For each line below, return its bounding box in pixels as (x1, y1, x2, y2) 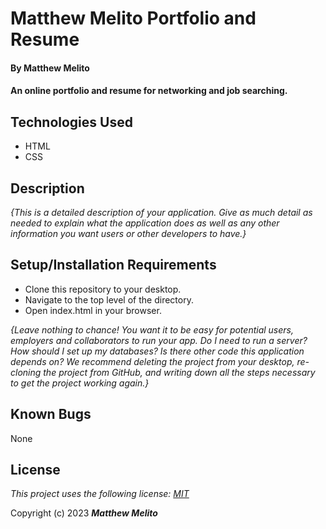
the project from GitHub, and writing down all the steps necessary (43, 366, 316, 378)
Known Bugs (10, 406, 92, 423)
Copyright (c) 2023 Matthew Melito (10, 507, 158, 519)
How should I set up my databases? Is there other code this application (10, 345, 305, 357)
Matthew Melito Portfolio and (10, 7, 257, 30)
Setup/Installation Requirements (10, 257, 217, 274)
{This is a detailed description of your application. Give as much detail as (10, 207, 313, 218)
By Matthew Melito (10, 62, 90, 74)
